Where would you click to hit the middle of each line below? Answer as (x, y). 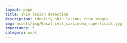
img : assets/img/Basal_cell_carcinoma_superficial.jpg (64, 23)
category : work (21, 33)
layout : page (19, 10)
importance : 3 (20, 28)
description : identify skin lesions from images (57, 19)
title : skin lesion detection (37, 14)
